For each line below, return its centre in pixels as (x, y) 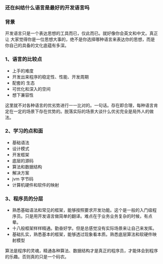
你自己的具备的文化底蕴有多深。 (37, 46)
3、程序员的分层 (24, 199)
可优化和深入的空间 (31, 89)
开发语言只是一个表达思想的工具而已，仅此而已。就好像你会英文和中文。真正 (81, 33)
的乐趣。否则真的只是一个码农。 (37, 257)
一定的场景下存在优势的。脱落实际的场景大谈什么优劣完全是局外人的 (81, 111)
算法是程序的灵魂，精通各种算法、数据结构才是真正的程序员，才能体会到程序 (81, 251)
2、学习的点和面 (24, 131)
